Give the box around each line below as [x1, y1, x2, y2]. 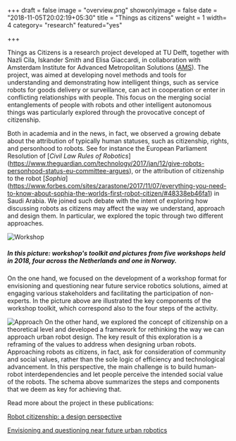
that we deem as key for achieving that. [7, 385, 122, 393]
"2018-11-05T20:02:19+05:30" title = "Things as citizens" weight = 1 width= [7, 13, 227, 22]
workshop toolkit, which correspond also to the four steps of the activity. [7, 304, 218, 312]
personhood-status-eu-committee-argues [7, 167, 130, 175]
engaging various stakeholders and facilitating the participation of [7, 289, 199, 297]
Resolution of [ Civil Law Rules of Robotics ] [7, 151, 132, 160]
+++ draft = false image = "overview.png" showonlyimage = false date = [7, 6, 218, 14]
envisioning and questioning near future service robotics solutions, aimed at [7, 281, 228, 290]
